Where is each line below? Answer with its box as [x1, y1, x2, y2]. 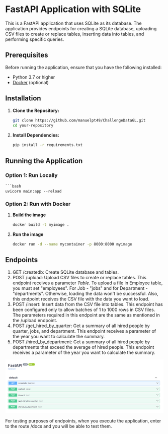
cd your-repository [12, 123, 54, 128]
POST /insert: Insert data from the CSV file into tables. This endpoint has [12, 301, 163, 307]
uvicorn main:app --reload [5, 189, 62, 194]
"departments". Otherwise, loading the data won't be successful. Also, [12, 290, 158, 296]
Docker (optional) [12, 79, 49, 85]
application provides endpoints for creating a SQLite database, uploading [5, 25, 157, 31]
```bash [5, 183, 22, 189]
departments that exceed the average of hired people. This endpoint [12, 344, 154, 350]
